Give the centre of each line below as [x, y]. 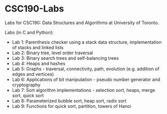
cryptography [26, 85]
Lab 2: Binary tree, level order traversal [52, 53]
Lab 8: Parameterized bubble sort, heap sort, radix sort [69, 100]
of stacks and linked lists [38, 47]
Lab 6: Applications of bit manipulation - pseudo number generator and [86, 79]
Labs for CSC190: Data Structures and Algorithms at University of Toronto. [82, 23]
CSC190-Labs [34, 9]
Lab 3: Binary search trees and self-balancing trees [65, 58]
